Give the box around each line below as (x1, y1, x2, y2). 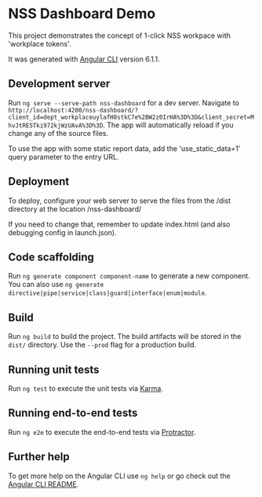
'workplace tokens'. (8, 39, 72, 48)
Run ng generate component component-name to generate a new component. (8, 271, 251, 281)
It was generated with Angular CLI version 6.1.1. (8, 54, 161, 64)
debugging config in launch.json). (8, 227, 117, 237)
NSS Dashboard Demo (8, 5, 156, 23)
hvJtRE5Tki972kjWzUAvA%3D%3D (8, 121, 104, 130)
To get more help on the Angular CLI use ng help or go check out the (8, 471, 231, 480)
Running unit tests (8, 363, 100, 376)
